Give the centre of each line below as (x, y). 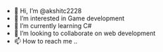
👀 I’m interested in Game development (69, 18)
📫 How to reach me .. (46, 41)
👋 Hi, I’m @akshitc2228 (48, 11)
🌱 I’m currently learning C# (53, 26)
